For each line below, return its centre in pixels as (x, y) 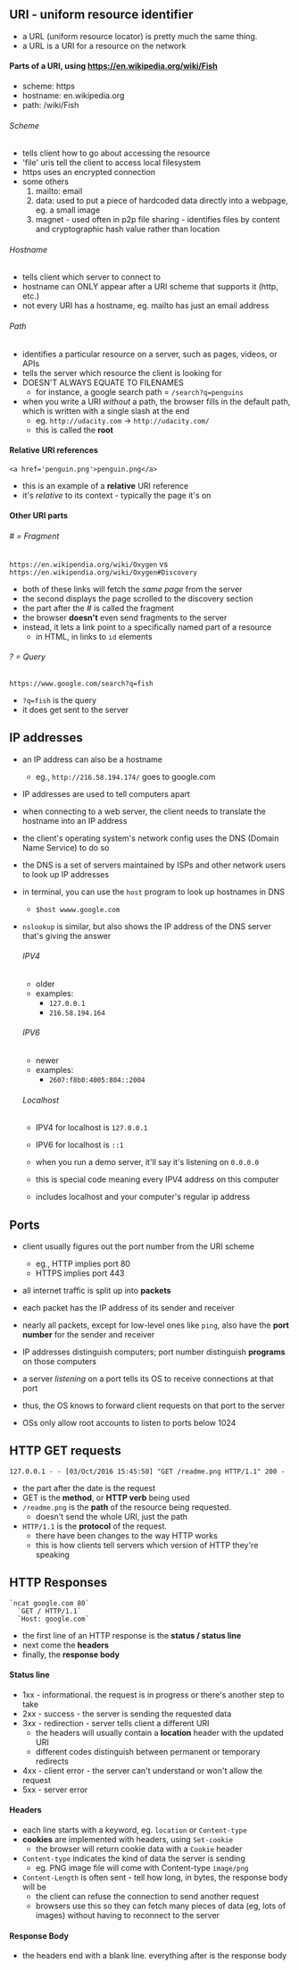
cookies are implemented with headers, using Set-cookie (128, 1840)
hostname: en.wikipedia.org (73, 96)
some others (46, 181)
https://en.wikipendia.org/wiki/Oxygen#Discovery (104, 572)
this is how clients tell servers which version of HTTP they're (147, 1545)
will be (34, 1887)
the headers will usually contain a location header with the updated (159, 1732)
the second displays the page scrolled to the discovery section (137, 599)
